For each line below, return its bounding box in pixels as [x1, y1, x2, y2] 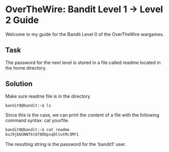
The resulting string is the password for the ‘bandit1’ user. [5, 141, 127, 147]
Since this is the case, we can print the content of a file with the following [5, 112, 159, 118]
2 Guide [5, 14, 39, 26]
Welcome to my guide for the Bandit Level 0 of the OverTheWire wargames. [5, 31, 164, 37]
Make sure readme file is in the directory [5, 93, 90, 99]
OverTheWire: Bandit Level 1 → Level [5, 4, 163, 15]
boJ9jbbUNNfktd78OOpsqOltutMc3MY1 [5, 132, 79, 137]
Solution [5, 80, 33, 88]
